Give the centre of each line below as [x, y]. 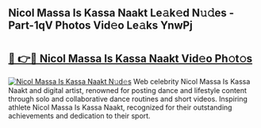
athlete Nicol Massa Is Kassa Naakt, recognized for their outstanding [120, 107]
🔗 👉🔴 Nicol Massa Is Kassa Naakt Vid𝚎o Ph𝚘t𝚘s [130, 58]
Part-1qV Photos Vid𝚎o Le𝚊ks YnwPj [100, 26]
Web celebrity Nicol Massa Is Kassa [192, 81]
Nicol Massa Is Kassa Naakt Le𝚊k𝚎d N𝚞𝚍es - [121, 13]
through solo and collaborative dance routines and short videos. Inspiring [128, 99]
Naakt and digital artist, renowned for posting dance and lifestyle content [128, 90]
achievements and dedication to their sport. [79, 116]
